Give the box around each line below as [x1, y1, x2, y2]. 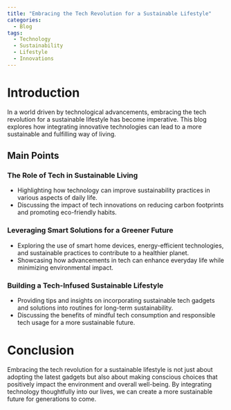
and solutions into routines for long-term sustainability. [17, 304, 174, 312]
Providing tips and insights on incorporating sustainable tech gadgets [17, 296, 216, 304]
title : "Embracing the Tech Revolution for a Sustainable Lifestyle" [7, 10, 212, 17]
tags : [7, 29, 23, 37]
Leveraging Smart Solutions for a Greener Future [7, 225, 174, 235]
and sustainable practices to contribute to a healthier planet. [17, 248, 190, 257]
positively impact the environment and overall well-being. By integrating [7, 380, 212, 388]
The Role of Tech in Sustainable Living [7, 171, 138, 180]
